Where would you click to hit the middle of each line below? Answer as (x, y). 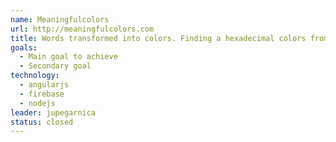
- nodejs (37, 103)
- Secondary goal (55, 66)
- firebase (42, 94)
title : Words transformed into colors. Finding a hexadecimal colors (158, 38)
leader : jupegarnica (53, 112)
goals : (24, 47)
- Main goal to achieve (68, 57)
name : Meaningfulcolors (60, 19)
